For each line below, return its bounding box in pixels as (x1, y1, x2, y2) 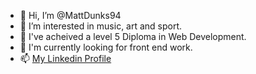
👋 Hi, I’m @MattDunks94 (19, 10, 122, 21)
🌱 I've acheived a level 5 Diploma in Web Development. (19, 31, 247, 42)
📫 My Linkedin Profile (19, 53, 112, 64)
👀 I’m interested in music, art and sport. (19, 20, 183, 32)
